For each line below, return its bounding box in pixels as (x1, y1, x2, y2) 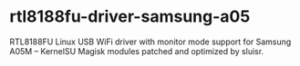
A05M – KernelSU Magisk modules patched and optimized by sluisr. (9, 45, 264, 56)
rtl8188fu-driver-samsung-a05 (9, 6, 251, 27)
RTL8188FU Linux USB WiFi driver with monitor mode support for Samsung (9, 36, 292, 47)
